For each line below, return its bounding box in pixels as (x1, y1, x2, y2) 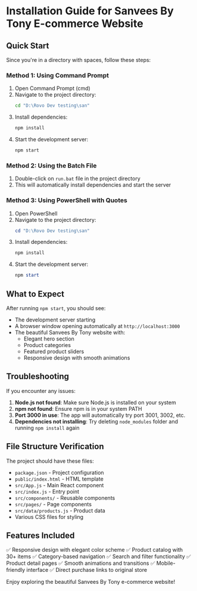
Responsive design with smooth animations (23, 354, 130, 361)
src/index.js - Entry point (14, 488, 79, 495)
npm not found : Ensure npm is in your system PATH (14, 405, 142, 412)
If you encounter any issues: (6, 387, 76, 394)
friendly (6, 567, 26, 574)
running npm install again (14, 424, 80, 431)
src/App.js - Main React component (14, 481, 104, 488)
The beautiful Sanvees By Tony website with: (14, 329, 126, 336)
